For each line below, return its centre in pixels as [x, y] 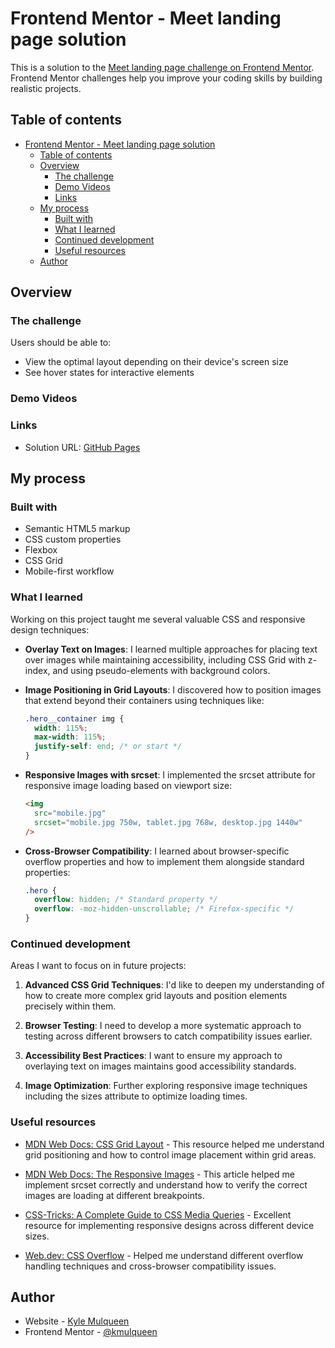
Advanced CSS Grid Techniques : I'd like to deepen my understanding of [174, 985]
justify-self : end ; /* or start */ [108, 747]
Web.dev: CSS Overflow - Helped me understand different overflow [164, 1255]
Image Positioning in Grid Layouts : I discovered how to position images [173, 689]
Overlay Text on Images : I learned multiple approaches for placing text [171, 649]
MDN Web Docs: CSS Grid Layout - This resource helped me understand [174, 1144]
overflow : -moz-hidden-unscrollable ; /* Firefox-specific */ [164, 909]
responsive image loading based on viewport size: [128, 786]
